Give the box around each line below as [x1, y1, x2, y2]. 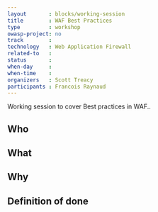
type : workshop [7, 23, 81, 30]
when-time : [7, 69, 52, 77]
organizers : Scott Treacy [7, 76, 94, 84]
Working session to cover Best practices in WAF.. [7, 102, 151, 111]
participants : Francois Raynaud [7, 83, 106, 90]
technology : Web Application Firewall [7, 43, 132, 50]
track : [7, 37, 52, 44]
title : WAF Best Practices [7, 17, 113, 24]
